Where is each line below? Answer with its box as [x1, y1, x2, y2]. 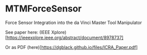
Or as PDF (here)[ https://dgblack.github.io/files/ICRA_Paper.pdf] [5, 44, 138, 50]
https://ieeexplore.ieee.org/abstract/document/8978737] [6, 34, 123, 40]
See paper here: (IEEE [5, 29, 50, 35]
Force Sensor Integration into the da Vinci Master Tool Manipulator [5, 19, 142, 25]
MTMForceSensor [5, 3, 82, 14]
